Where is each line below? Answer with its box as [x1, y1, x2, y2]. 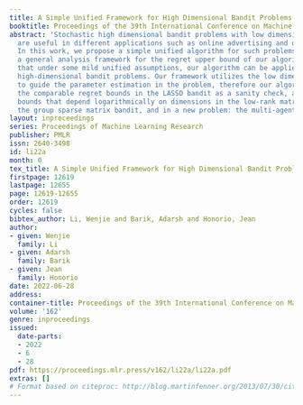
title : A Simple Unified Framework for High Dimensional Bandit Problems [9, 13, 293, 23]
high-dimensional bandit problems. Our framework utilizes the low [17, 72, 277, 81]
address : [9, 290, 42, 299]
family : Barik [17, 256, 70, 266]
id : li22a [9, 147, 47, 156]
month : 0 [9, 155, 42, 165]
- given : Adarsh [9, 248, 70, 257]
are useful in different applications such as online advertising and [17, 38, 289, 48]
